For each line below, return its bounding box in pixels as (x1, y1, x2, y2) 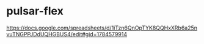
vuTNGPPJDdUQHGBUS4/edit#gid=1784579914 (6, 30, 127, 37)
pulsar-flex (6, 4, 64, 18)
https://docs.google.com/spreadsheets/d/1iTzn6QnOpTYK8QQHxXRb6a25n (6, 24, 197, 31)
